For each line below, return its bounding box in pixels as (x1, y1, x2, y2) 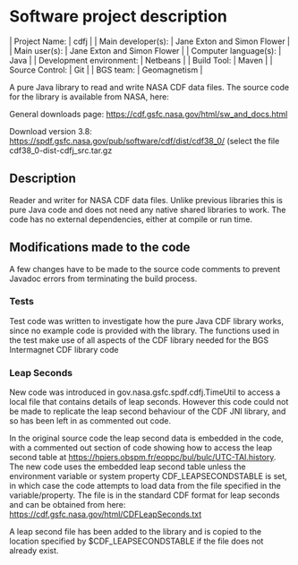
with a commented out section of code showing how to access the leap (9, 442, 273, 453)
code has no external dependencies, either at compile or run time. (9, 213, 253, 225)
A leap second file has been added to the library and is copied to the (9, 526, 262, 537)
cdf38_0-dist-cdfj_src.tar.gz (9, 145, 113, 156)
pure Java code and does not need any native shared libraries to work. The (9, 204, 286, 215)
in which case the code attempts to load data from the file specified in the (9, 481, 282, 492)
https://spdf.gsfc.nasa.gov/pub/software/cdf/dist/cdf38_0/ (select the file (9, 135, 280, 146)
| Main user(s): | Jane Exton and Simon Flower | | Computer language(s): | (9, 45, 282, 56)
